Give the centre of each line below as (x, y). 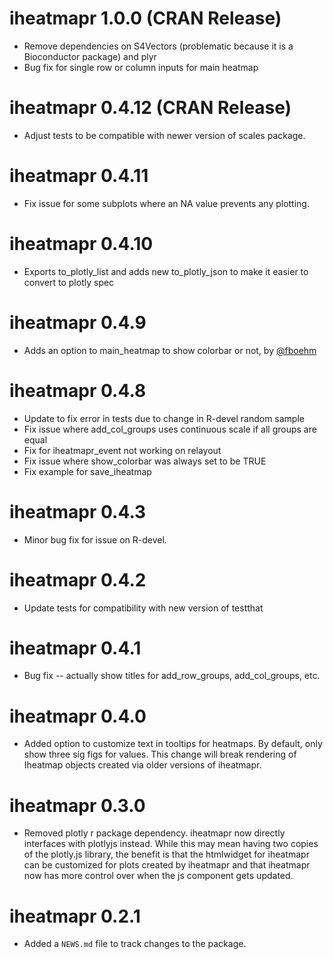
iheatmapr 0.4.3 (78, 511)
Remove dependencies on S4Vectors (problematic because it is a (158, 46)
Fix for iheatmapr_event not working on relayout (122, 450)
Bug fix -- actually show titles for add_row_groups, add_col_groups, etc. (172, 676)
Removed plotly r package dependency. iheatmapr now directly (154, 833)
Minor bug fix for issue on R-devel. (95, 539)
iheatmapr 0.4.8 (78, 390)
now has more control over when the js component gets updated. (158, 876)
